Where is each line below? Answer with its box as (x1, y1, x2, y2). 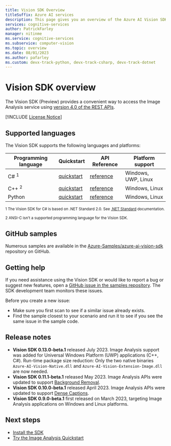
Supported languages (5, 129, 76, 137)
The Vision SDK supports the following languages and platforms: (5, 143, 141, 148)
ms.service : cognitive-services (5, 36, 74, 41)
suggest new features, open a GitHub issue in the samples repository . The (5, 282, 161, 288)
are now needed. (12, 368, 48, 374)
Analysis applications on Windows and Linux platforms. (12, 401, 129, 407)
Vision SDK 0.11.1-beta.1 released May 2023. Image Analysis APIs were (12, 373, 162, 380)
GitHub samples (5, 229, 58, 238)
